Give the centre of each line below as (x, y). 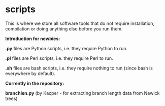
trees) (11, 98)
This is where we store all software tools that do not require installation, (80, 23)
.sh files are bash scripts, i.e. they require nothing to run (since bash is (79, 68)
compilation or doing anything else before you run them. (64, 28)
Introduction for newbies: (33, 39)
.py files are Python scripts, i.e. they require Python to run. (67, 48)
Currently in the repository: (35, 83)
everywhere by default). (30, 73)
